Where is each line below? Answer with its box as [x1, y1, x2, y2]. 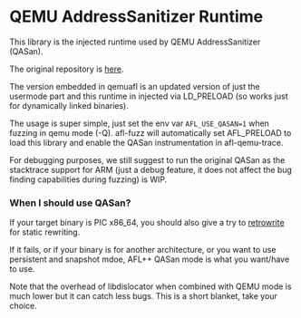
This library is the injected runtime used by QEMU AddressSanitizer [9, 36, 261, 47]
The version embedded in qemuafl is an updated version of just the [9, 81, 260, 92]
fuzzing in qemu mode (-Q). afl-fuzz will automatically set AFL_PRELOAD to [9, 127, 292, 138]
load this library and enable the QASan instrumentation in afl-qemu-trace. [9, 137, 284, 148]
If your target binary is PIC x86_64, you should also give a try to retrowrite [9, 217, 285, 228]
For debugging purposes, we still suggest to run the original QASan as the [9, 154, 286, 165]
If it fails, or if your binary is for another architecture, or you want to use [9, 245, 277, 255]
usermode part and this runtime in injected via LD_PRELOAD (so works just [9, 91, 288, 101]
